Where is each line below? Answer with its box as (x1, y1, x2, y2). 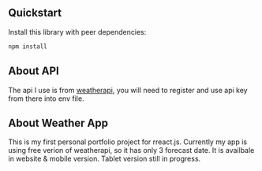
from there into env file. (8, 94, 84, 103)
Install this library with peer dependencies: (8, 27, 147, 36)
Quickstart (8, 6, 62, 20)
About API (8, 65, 59, 78)
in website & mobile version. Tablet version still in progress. (8, 154, 201, 164)
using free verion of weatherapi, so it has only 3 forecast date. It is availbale (8, 146, 255, 155)
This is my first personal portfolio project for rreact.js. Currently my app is (8, 137, 247, 147)
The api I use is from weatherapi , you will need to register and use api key (8, 85, 248, 95)
